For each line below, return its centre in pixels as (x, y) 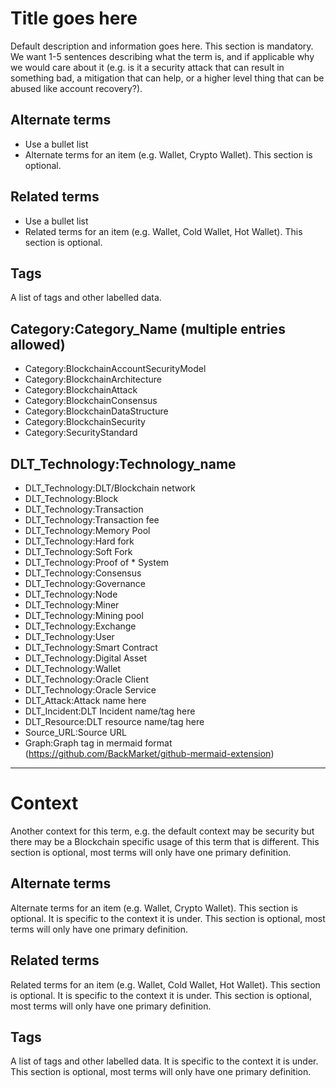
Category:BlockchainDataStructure (96, 411)
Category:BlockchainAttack (81, 390)
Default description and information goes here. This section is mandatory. (162, 46)
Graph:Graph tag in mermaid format (98, 743)
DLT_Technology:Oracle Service (90, 690)
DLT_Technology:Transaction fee (92, 520)
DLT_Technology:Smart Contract (91, 647)
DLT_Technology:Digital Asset (86, 658)
